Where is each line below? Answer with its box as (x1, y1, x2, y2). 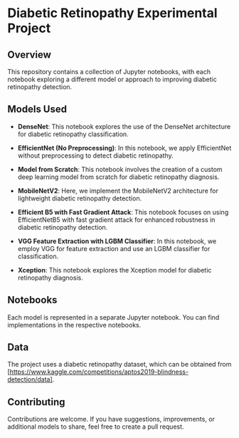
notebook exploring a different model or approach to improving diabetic (7, 75, 217, 83)
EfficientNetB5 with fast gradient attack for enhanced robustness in (17, 215, 216, 224)
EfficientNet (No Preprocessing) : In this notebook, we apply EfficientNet (17, 143, 232, 152)
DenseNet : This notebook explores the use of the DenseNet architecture (17, 122, 231, 131)
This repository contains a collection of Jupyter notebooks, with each (7, 68, 211, 76)
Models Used (7, 103, 68, 116)
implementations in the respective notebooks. (7, 320, 142, 329)
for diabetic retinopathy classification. (17, 130, 129, 138)
